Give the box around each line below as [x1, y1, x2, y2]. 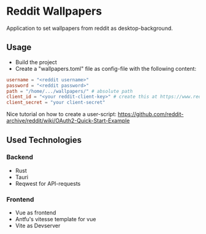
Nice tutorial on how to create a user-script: [6, 111, 116, 118]
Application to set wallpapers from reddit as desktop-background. [6, 24, 174, 32]
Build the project [15, 58, 57, 65]
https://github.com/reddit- [117, 111, 184, 118]
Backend [6, 153, 34, 161]
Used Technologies [6, 134, 82, 145]
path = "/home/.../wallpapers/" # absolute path [6, 88, 133, 94]
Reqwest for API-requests [15, 180, 81, 187]
